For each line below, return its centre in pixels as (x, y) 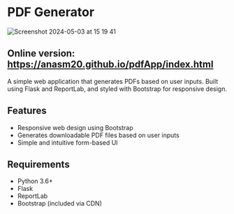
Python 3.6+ (35, 181)
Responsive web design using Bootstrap (75, 127)
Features (27, 111)
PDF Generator (51, 12)
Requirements (38, 164)
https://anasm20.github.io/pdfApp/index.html (110, 65)
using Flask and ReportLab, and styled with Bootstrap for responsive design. (117, 89)
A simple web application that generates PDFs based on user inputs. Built (113, 81)
